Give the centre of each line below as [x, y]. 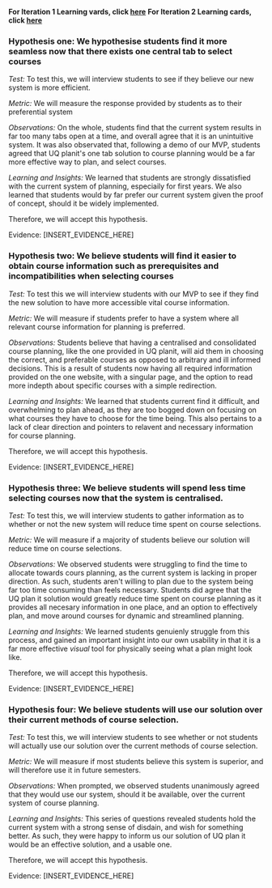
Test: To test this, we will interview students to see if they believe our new [131, 79]
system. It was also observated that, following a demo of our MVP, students [134, 145]
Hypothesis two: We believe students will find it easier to [123, 256]
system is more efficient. [49, 87]
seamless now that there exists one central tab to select [121, 51]
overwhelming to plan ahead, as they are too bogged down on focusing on [133, 410]
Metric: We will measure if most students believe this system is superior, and [136, 762]
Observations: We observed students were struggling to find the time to [128, 564]
